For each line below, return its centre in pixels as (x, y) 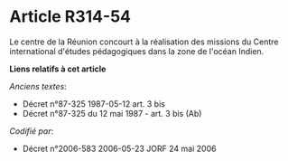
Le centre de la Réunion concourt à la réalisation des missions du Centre (144, 42)
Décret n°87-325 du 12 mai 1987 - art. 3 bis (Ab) (112, 113)
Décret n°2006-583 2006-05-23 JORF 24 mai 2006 (119, 148)
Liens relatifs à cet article (58, 69)
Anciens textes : (38, 86)
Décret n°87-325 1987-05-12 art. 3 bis (93, 104)
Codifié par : (32, 131)
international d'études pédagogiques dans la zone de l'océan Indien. (137, 51)
